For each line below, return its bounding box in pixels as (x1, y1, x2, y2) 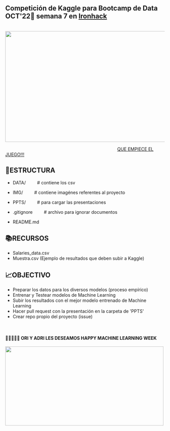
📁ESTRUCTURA (5, 166, 56, 175)
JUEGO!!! (5, 151, 25, 158)
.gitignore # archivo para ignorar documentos (12, 209, 118, 215)
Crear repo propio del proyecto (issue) (12, 314, 93, 320)
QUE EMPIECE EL (117, 146, 154, 152)
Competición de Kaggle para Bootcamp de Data (5, 4, 158, 13)
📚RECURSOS (5, 234, 49, 243)
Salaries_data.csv (12, 250, 50, 256)
